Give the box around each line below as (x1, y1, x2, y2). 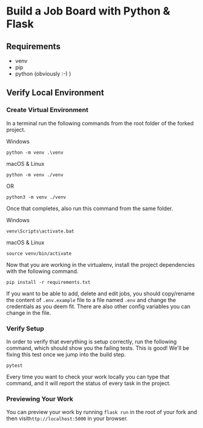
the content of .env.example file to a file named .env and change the (6, 296, 176, 303)
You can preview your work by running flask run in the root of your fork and (6, 409, 198, 416)
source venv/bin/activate (6, 250, 72, 257)
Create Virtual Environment (6, 106, 89, 114)
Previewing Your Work (6, 395, 74, 403)
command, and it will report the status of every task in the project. (6, 380, 171, 387)
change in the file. (6, 309, 52, 316)
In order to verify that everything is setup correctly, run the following (6, 338, 177, 345)
